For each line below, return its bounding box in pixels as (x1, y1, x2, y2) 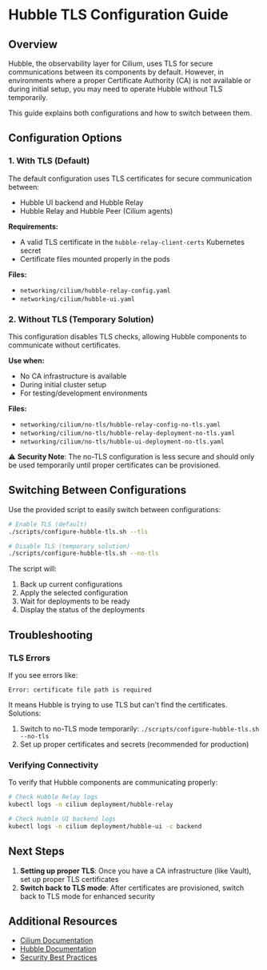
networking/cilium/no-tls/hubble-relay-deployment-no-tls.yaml (19, 429, 236, 437)
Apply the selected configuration (19, 588, 128, 598)
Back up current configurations (19, 579, 123, 589)
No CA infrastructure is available (19, 371, 127, 381)
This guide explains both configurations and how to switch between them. (8, 108, 252, 118)
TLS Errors (8, 652, 50, 663)
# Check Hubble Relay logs (8, 793, 98, 801)
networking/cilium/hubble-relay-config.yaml (19, 287, 171, 295)
